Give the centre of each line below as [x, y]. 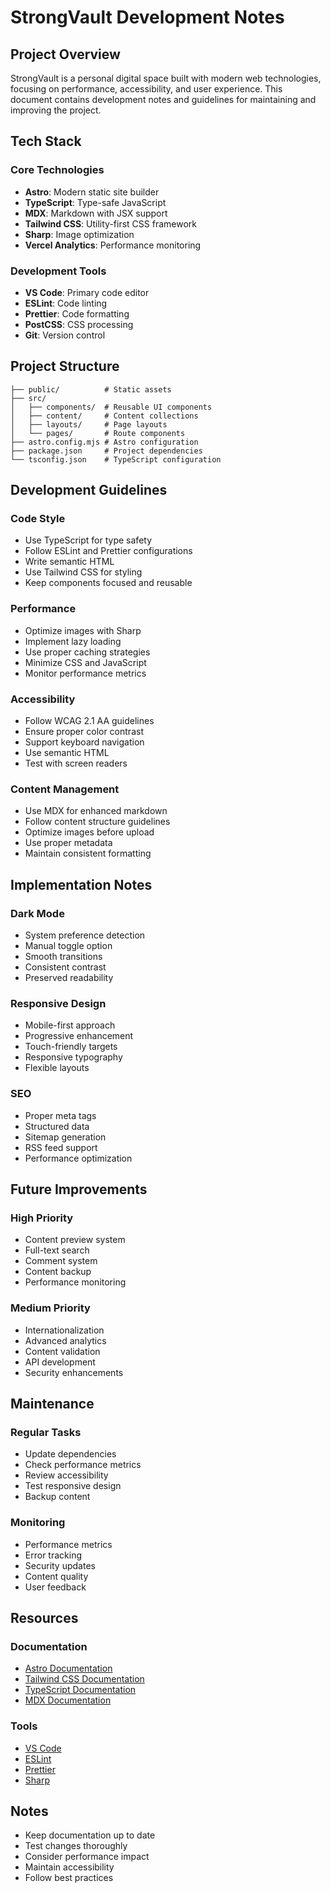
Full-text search [57, 1250]
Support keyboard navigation [84, 742]
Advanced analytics [65, 1340]
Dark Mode [37, 913]
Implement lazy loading [73, 641]
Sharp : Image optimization [79, 234]
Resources [44, 1618]
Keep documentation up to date [90, 1835]
